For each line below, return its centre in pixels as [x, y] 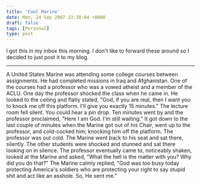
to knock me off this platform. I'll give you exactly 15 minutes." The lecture [97, 106]
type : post [20, 34]
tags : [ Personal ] [28, 28]
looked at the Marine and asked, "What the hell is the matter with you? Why [99, 157]
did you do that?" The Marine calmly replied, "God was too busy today [93, 163]
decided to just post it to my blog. [48, 57]
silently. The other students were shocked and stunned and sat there [91, 144]
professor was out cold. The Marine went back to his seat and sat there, [95, 138]
